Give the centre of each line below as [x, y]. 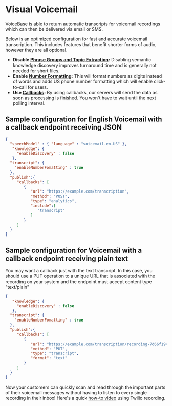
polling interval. [29, 103]
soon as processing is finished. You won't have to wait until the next [84, 98]
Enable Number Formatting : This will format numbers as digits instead [87, 76]
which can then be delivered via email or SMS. [54, 29]
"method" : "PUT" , [49, 349]
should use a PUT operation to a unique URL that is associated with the [80, 276]
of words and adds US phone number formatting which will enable [82, 81]
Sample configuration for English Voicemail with [84, 120]
